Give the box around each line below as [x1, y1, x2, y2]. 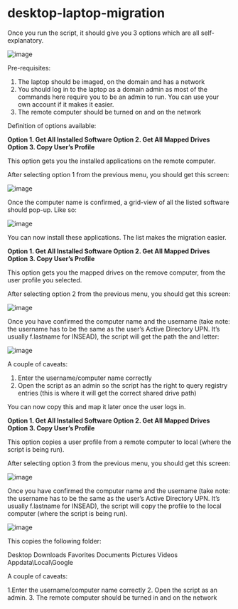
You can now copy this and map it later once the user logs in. [7, 402, 186, 411]
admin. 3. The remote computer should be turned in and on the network [7, 593, 217, 602]
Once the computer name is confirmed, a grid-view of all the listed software [7, 198, 229, 206]
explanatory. [7, 36, 44, 44]
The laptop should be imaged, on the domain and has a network [17, 77, 205, 86]
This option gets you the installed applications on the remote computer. [7, 157, 216, 165]
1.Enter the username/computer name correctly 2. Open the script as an [7, 586, 218, 594]
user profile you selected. [7, 275, 82, 284]
